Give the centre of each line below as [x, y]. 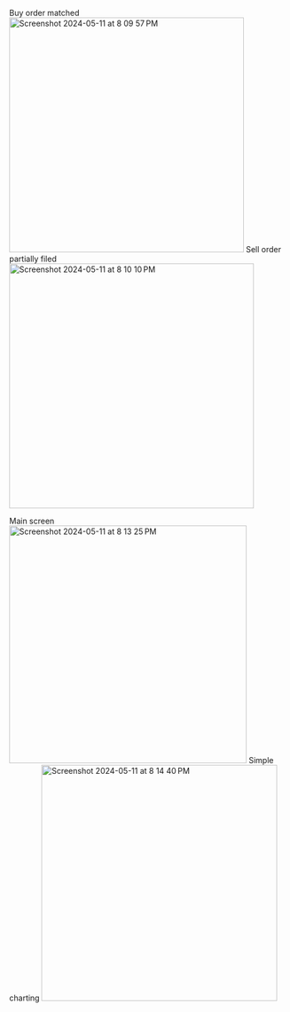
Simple [261, 760]
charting [24, 998]
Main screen [32, 521]
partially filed [33, 259]
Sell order [263, 249]
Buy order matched [44, 13]
